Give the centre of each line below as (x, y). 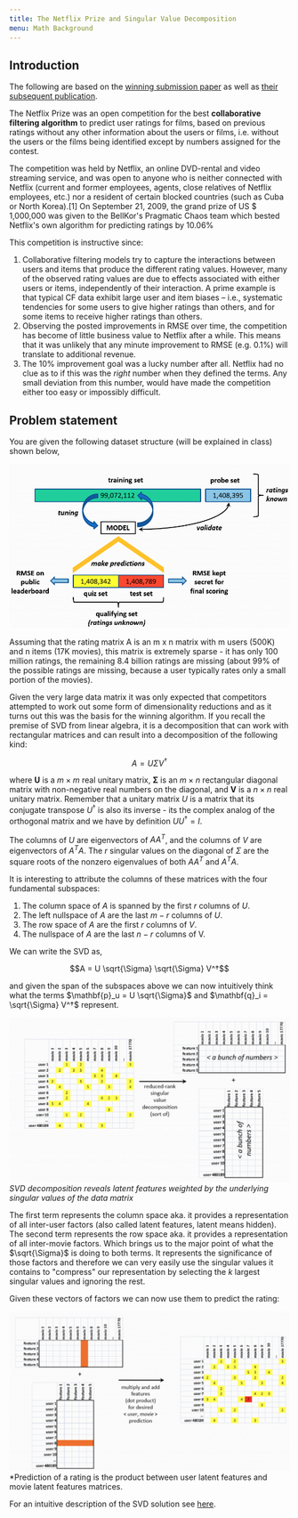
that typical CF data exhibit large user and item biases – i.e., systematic (152, 297)
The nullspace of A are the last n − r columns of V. (114, 934)
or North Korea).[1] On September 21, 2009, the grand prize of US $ (133, 207)
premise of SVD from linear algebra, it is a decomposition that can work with (149, 725)
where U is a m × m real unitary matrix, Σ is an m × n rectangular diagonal (144, 780)
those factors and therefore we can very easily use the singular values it (141, 1262)
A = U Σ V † (149, 762)
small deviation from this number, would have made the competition (146, 383)
